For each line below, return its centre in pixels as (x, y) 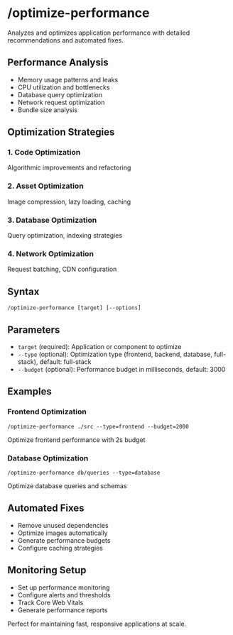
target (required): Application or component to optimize (99, 346)
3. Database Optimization (52, 220)
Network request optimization (61, 102)
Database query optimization (60, 94)
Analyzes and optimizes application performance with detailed (99, 33)
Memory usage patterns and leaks (68, 79)
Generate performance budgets (64, 540)
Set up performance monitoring (64, 587)
